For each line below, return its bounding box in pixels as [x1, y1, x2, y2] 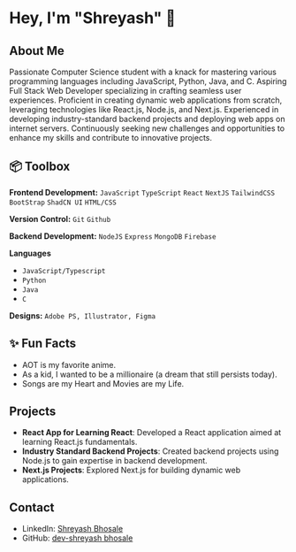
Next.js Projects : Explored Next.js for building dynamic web [21, 464, 241, 476]
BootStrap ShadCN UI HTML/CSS [9, 198, 118, 207]
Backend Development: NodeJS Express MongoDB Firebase [9, 230, 216, 241]
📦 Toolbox [9, 159, 71, 174]
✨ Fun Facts [9, 336, 77, 351]
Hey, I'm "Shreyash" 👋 [9, 8, 177, 28]
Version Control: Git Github [9, 213, 111, 224]
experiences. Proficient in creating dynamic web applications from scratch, [9, 95, 283, 105]
